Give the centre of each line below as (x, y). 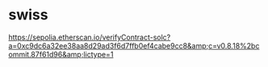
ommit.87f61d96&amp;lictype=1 (61, 54)
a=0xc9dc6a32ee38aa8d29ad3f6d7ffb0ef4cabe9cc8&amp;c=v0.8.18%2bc (134, 45)
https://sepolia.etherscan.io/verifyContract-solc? (90, 37)
